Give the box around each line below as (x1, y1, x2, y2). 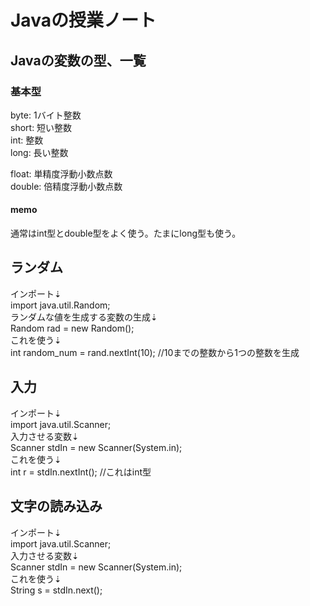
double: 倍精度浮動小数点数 (10, 180, 123, 192)
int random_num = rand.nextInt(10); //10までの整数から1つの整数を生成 (10, 346, 300, 358)
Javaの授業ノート (10, 9, 157, 32)
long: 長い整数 (10, 146, 69, 158)
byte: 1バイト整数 (10, 109, 82, 121)
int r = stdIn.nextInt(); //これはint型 (10, 466, 152, 478)
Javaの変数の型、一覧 (10, 52, 147, 69)
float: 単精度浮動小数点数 (10, 167, 113, 180)
